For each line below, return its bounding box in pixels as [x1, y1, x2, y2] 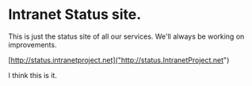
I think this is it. [8, 70, 58, 80]
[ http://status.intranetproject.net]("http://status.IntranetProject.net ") [8, 55, 230, 65]
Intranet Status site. [8, 6, 142, 24]
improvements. [8, 39, 57, 49]
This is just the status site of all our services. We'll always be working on [8, 32, 245, 41]
